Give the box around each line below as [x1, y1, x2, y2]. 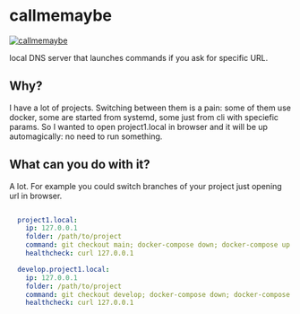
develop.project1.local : [17, 265, 110, 274]
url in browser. [9, 190, 63, 201]
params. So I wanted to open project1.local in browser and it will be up [9, 121, 269, 132]
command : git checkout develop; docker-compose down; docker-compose [25, 290, 291, 299]
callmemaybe [9, 5, 112, 26]
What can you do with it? [9, 157, 150, 172]
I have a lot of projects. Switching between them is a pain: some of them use [9, 102, 291, 113]
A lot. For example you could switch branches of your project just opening [9, 180, 282, 191]
